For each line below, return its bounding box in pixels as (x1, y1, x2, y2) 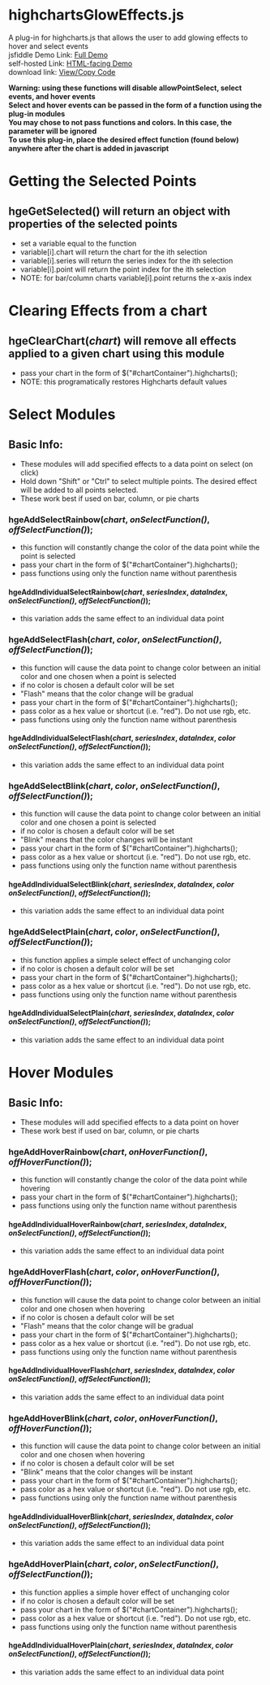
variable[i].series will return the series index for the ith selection (19, 255, 234, 265)
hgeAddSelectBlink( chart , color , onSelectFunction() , (8, 780, 221, 791)
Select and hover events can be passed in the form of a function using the (8, 100, 262, 110)
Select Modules (8, 405, 116, 424)
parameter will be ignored (8, 126, 97, 136)
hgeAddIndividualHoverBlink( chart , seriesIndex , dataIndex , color (8, 1511, 234, 1522)
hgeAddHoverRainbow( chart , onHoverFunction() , (8, 1146, 208, 1157)
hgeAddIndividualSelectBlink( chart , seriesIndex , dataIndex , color (8, 879, 235, 889)
